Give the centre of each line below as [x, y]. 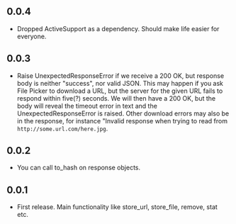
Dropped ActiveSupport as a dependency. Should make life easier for [118, 28]
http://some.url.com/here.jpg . [62, 128]
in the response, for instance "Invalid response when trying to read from [122, 121]
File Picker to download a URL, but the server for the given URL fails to [120, 91]
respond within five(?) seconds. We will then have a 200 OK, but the [116, 98]
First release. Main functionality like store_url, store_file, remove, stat [117, 207]
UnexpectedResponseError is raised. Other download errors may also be [123, 113]
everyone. [32, 36]
